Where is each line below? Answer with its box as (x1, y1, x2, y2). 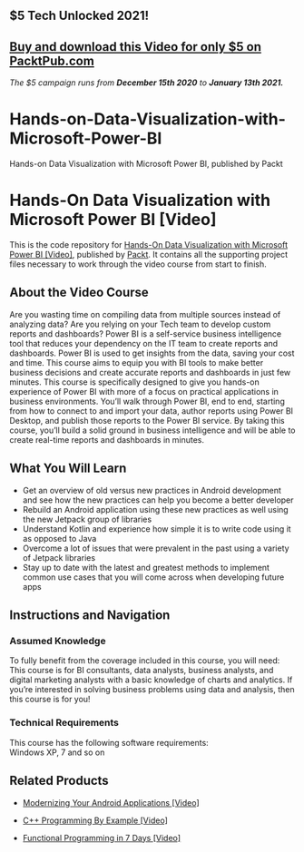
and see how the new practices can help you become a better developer (22, 495, 294, 505)
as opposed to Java (22, 533, 97, 544)
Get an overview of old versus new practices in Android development (22, 485, 281, 495)
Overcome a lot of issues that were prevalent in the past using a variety (22, 543, 289, 553)
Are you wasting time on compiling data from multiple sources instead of (9, 308, 281, 319)
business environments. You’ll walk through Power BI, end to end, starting (9, 396, 286, 406)
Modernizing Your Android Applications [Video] (22, 797, 200, 808)
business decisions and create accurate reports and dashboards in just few (9, 367, 291, 377)
